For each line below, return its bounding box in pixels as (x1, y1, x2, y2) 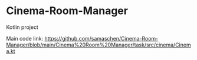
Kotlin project (6, 24, 38, 31)
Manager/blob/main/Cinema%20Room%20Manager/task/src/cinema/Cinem (6, 41, 191, 48)
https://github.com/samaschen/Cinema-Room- (44, 35, 159, 42)
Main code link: (6, 35, 43, 42)
